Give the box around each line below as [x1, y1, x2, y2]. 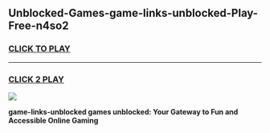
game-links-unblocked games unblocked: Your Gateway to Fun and [8, 106, 239, 116]
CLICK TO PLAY [8, 44, 71, 55]
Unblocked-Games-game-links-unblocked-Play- [8, 6, 259, 20]
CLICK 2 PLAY [8, 73, 64, 85]
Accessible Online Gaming [8, 115, 99, 125]
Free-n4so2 [8, 19, 69, 33]
